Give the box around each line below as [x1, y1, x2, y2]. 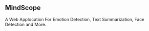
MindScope [5, 4, 41, 12]
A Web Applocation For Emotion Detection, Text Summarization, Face [5, 16, 145, 22]
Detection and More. [5, 21, 46, 27]
